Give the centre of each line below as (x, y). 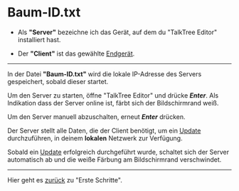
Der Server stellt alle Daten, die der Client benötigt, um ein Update (104, 130)
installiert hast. (39, 39)
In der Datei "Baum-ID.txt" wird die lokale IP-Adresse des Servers (105, 74)
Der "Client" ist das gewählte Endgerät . (76, 53)
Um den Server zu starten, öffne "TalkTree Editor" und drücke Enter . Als (113, 95)
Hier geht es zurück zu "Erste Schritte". (65, 180)
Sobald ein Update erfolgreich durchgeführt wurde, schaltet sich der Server (118, 152)
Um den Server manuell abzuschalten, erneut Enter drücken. (96, 117)
